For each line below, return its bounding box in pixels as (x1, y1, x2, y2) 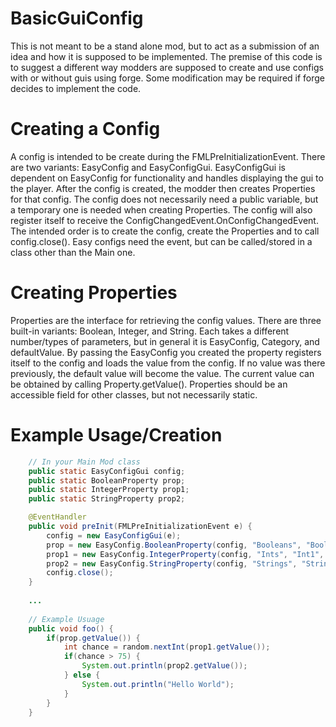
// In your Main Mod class (28, 457, 141, 467)
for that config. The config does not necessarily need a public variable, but (10, 193, 319, 205)
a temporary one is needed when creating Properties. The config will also (10, 203, 313, 216)
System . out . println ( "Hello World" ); (81, 679, 235, 689)
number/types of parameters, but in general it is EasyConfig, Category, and (10, 335, 320, 347)
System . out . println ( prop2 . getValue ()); (81, 661, 248, 671)
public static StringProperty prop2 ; (28, 494, 186, 504)
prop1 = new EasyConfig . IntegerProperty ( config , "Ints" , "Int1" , (46, 549, 325, 559)
